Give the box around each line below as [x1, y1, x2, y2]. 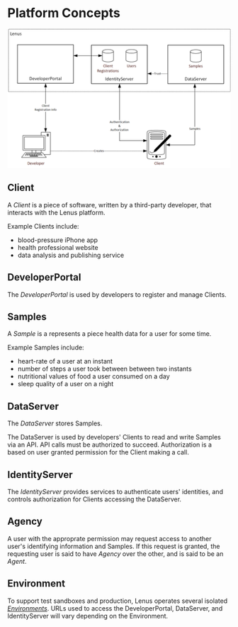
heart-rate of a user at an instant [17, 357, 113, 366]
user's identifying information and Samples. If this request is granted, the [7, 542, 220, 550]
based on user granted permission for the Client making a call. [7, 448, 189, 457]
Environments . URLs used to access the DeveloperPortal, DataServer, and [7, 604, 223, 612]
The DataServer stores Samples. [7, 419, 103, 427]
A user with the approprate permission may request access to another [7, 534, 212, 543]
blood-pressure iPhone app [17, 236, 98, 244]
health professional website [17, 243, 98, 251]
